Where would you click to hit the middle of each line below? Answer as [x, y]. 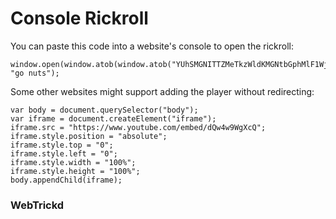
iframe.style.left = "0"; [64, 153]
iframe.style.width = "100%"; [73, 162]
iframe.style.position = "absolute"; [89, 136]
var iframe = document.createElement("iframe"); [113, 118]
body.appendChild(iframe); [66, 180]
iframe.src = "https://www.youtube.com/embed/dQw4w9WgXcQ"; [138, 127]
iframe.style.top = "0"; [62, 145]
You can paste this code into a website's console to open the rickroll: [152, 46]
